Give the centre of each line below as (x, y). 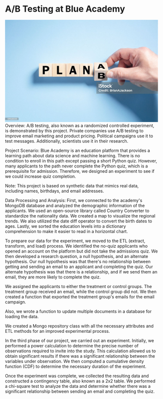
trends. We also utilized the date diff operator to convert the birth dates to (79, 221)
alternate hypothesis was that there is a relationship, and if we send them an (81, 272)
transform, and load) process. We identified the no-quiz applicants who (76, 246)
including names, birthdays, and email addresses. (55, 191)
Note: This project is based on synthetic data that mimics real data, (72, 186)
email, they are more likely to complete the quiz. (53, 277)
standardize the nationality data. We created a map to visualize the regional (80, 216)
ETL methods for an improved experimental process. (57, 331)
